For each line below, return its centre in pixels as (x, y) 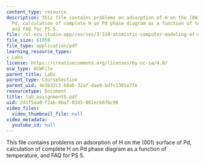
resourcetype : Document (37, 91)
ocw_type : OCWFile (30, 68)
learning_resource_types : (39, 52)
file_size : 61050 (28, 40)
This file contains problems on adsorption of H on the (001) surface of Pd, (99, 142)
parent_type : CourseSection (42, 80)
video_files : (23, 108)
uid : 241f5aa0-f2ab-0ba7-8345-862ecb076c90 (63, 102)
